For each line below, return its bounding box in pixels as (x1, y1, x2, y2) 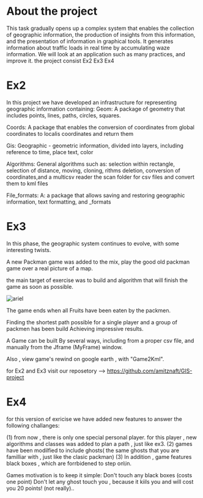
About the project (6, 4, 98, 18)
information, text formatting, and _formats (6, 198, 111, 206)
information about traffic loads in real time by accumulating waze (6, 44, 170, 51)
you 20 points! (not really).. (6, 485, 75, 492)
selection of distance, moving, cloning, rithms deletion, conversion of (6, 166, 180, 174)
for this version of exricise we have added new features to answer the (6, 415, 182, 423)
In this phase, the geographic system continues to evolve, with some (6, 240, 179, 247)
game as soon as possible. (6, 283, 73, 290)
